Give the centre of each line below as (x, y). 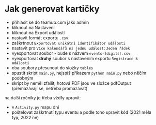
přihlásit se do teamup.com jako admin (50, 22)
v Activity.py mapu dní (35, 107)
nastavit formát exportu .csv (40, 38)
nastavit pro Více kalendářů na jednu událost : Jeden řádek (71, 48)
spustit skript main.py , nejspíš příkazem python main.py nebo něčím (79, 73)
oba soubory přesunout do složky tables (52, 68)
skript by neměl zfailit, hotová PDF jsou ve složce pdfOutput (71, 83)
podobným (22, 78)
